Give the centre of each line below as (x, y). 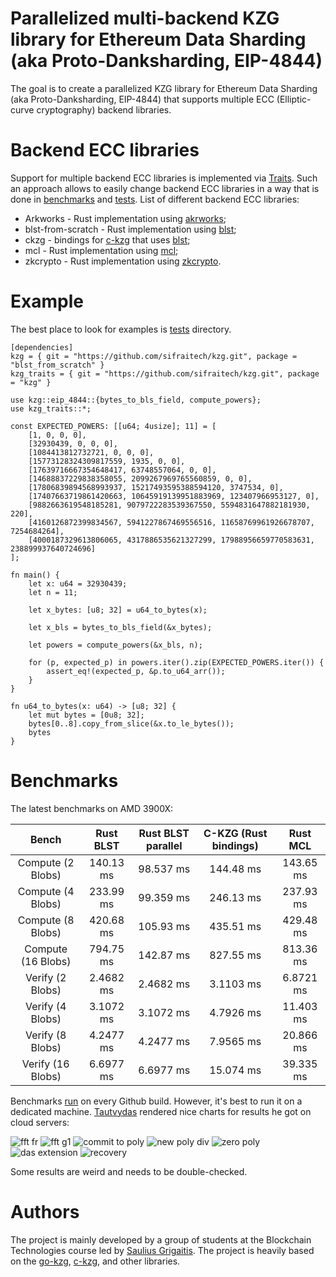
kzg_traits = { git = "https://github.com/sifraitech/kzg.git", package (165, 373)
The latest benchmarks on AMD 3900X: (92, 808)
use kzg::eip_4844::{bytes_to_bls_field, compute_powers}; (136, 400)
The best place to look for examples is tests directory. (121, 329)
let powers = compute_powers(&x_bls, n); (115, 645)
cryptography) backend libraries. (104, 109)
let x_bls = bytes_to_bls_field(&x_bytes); (120, 627)
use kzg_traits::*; (51, 408)
